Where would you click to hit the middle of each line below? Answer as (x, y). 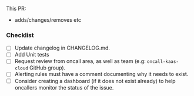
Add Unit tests (32, 55)
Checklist (20, 35)
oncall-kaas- (163, 62)
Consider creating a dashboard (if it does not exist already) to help (95, 81)
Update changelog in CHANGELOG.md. (62, 48)
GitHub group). (47, 68)
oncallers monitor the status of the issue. (64, 87)
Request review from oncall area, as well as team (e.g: (80, 61)
